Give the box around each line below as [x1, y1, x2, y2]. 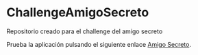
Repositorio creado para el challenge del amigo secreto [6, 27, 163, 35]
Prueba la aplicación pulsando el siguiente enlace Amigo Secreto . [6, 40, 191, 48]
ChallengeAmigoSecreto [6, 5, 149, 20]
